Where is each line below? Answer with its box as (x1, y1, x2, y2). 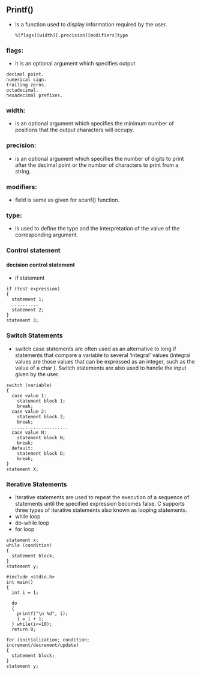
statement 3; (6, 317, 39, 323)
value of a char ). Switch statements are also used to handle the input (14, 364, 187, 371)
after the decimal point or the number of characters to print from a (14, 161, 179, 169)
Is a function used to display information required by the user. (14, 20, 167, 28)
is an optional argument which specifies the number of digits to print (14, 155, 184, 162)
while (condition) (6, 542, 52, 548)
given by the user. (14, 370, 60, 377)
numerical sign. (6, 77, 47, 83)
